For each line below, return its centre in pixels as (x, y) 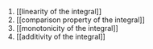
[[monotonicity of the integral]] (67, 28)
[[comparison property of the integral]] (80, 20)
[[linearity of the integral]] (59, 11)
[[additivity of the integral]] (61, 36)
